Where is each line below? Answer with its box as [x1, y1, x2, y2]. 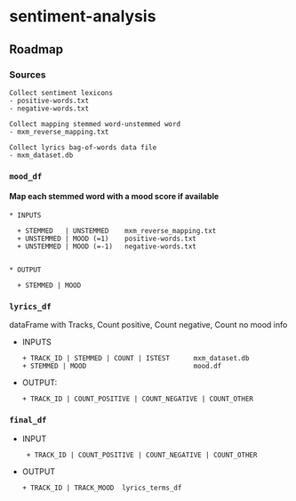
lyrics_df [9, 301, 52, 311]
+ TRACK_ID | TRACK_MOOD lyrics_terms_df [21, 483, 182, 492]
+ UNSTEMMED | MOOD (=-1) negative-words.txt [17, 242, 197, 251]
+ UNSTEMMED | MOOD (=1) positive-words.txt [17, 234, 197, 243]
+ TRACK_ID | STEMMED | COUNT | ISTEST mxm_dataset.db [21, 354, 250, 363]
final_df [9, 416, 47, 425]
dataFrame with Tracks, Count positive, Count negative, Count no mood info [9, 319, 288, 330]
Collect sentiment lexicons [9, 88, 114, 97]
